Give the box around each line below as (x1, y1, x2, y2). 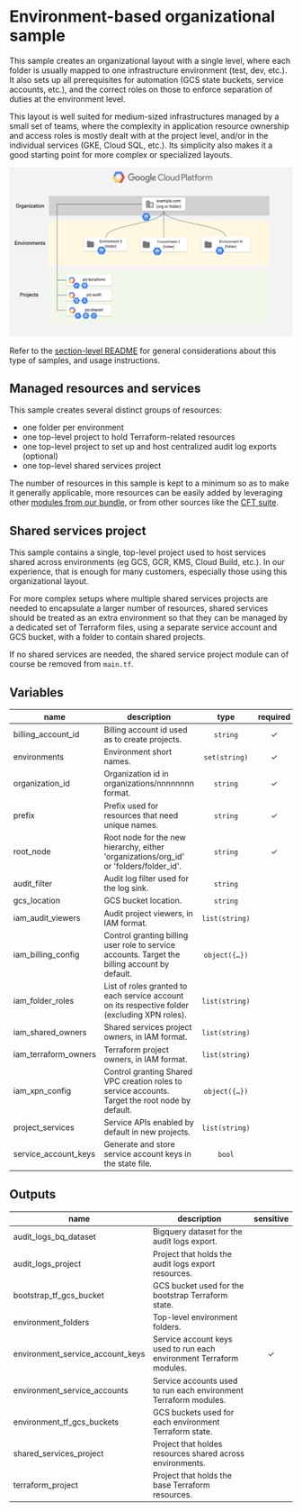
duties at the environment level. (9, 93, 126, 105)
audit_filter (13, 878, 53, 888)
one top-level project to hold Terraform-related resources (22, 432, 235, 442)
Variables (9, 685, 65, 700)
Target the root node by (103, 1095, 191, 1106)
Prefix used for (103, 800, 159, 811)
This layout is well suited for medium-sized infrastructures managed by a (9, 111, 280, 122)
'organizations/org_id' (103, 851, 185, 861)
